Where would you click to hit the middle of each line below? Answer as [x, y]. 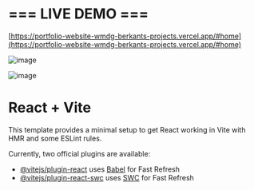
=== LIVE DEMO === [79, 14]
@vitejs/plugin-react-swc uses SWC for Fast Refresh [107, 177]
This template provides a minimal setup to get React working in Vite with [127, 129]
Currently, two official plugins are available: [79, 153]
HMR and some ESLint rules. [55, 138]
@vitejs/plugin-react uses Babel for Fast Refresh [100, 169]
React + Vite [50, 108]
